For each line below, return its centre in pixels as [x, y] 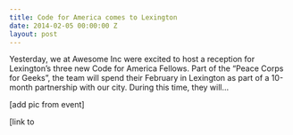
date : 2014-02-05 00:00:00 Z [63, 26]
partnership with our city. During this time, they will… [132, 87]
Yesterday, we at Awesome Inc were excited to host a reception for [132, 60]
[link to [22, 122]
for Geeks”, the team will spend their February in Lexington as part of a [139, 78]
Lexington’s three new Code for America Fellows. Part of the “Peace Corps [146, 68]
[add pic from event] [47, 105]
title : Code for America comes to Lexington [93, 17]
